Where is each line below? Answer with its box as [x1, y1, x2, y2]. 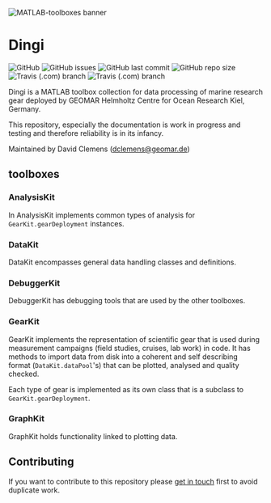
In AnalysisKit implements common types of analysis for [8, 210, 196, 220]
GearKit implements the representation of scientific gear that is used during [8, 334, 260, 344]
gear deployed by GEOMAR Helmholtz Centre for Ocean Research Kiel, [8, 95, 245, 105]
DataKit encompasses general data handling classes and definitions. [8, 257, 237, 267]
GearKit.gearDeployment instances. [8, 218, 125, 228]
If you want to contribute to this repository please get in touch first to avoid [8, 476, 258, 486]
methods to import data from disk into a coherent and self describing [8, 352, 239, 361]
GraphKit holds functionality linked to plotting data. [8, 431, 178, 441]
